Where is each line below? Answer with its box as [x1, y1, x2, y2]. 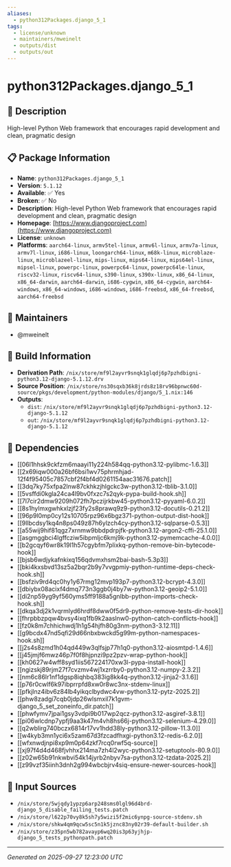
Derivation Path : [16, 368, 65, 377]
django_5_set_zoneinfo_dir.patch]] [16, 702, 114, 710]
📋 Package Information [7, 152, 111, 164]
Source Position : [16, 382, 65, 390]
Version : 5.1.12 [16, 181, 63, 190]
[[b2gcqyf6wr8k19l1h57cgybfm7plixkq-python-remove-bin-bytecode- [16, 541, 217, 549]
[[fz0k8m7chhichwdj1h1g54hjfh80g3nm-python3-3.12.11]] [16, 621, 180, 630]
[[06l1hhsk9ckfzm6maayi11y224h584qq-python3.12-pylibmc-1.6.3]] [16, 460, 209, 469]
